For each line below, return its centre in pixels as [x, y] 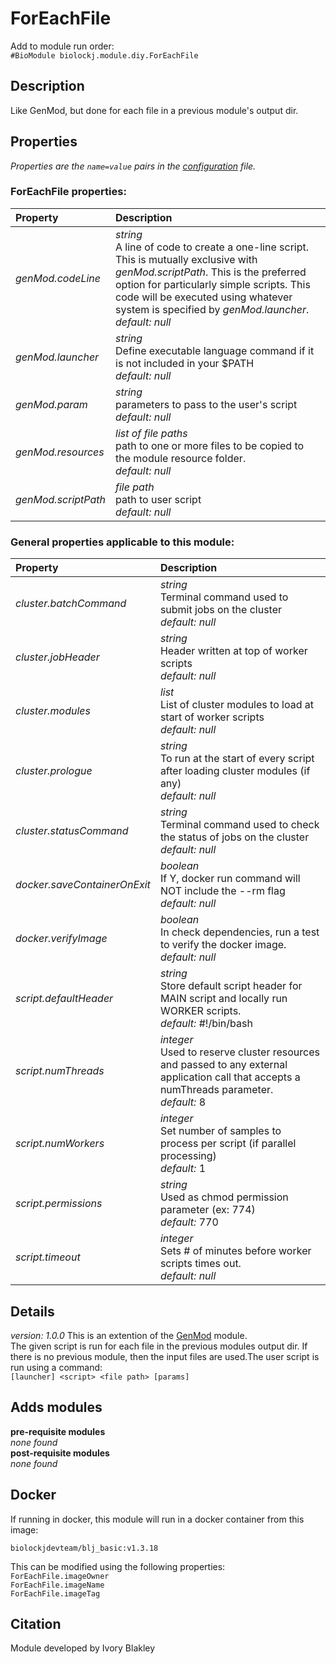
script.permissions [59, 1204]
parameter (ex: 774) [207, 1210]
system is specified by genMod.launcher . [212, 309]
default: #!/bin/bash [206, 1024]
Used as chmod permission [224, 1197]
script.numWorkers [60, 1144]
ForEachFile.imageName [57, 1585]
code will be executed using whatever [204, 297]
